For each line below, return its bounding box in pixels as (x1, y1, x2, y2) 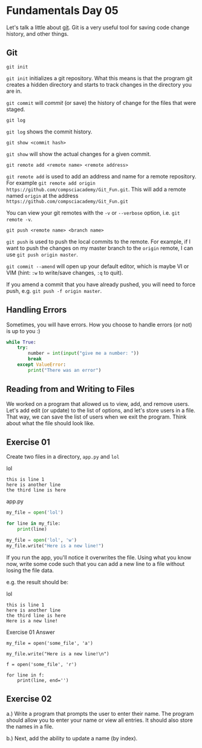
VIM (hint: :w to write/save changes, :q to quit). (6, 269, 123, 276)
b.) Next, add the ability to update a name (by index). (6, 735, 138, 742)
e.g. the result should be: (6, 578, 68, 585)
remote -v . (6, 215, 33, 223)
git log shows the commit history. (6, 128, 93, 135)
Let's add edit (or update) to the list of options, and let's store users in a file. (6, 406, 195, 414)
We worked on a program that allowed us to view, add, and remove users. (6, 400, 189, 407)
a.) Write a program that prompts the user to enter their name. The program (6, 710, 194, 717)
